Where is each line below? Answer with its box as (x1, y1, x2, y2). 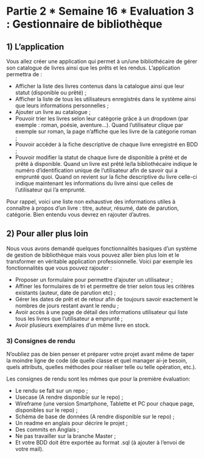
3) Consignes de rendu (6, 337, 76, 345)
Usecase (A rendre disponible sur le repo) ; (15, 393, 124, 401)
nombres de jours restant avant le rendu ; (15, 302, 119, 309)
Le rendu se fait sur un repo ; (15, 387, 88, 395)
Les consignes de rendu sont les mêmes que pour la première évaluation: (6, 375, 191, 382)
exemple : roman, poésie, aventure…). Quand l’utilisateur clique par (15, 121, 184, 129)
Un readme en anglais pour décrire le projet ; (15, 420, 128, 427)
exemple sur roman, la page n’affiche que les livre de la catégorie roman (15, 128, 197, 135)
